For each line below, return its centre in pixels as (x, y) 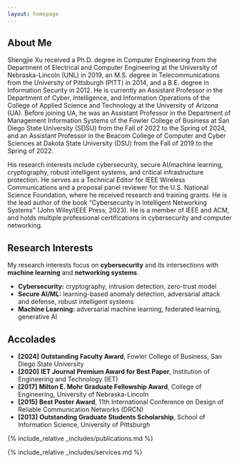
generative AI (37, 317)
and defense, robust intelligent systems (76, 302)
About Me (30, 43)
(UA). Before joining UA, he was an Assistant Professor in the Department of (119, 113)
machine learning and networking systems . (73, 273)
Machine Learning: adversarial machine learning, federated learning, (119, 309)
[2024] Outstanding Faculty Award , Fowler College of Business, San (120, 357)
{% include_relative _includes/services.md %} (75, 452)
